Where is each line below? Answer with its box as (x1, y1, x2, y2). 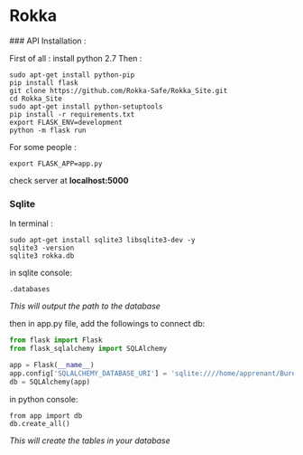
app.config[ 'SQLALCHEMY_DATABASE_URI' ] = (9, 368, 168, 378)
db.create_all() (9, 419, 70, 428)
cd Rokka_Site (9, 94, 63, 103)
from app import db (9, 411, 83, 421)
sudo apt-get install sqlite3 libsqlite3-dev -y (9, 236, 196, 245)
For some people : (9, 141, 77, 152)
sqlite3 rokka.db (9, 251, 75, 261)
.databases (9, 285, 50, 294)
